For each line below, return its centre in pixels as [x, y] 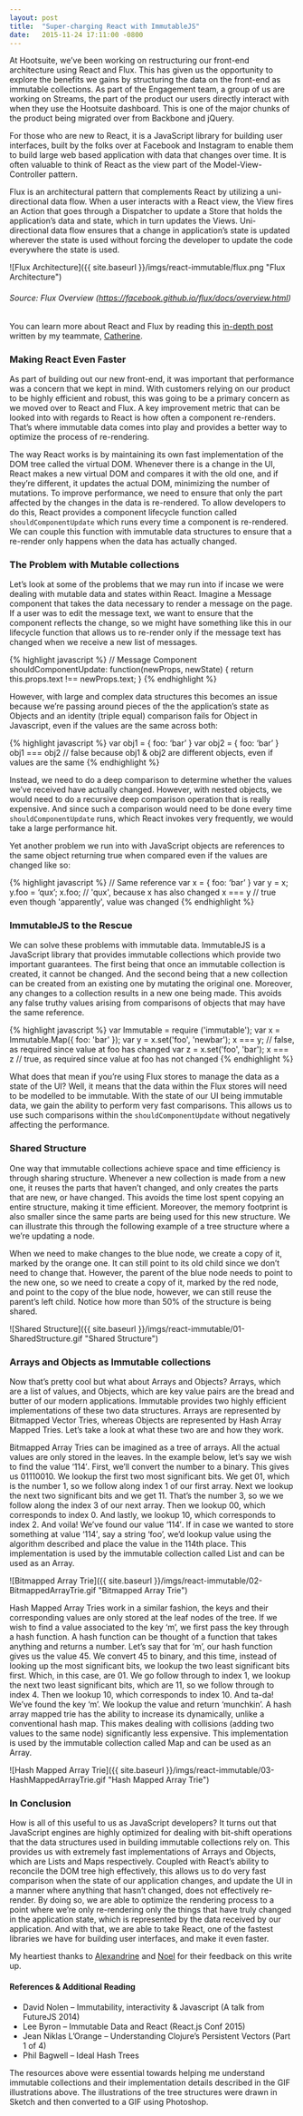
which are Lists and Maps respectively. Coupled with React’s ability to [139, 1862]
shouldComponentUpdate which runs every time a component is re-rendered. [149, 522]
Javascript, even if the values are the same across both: [114, 726]
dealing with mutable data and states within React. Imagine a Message [141, 594]
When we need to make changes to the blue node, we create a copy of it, [146, 1253]
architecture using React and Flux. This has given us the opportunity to [142, 70]
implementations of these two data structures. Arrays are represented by [145, 1411]
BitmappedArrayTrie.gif [53, 1591]
